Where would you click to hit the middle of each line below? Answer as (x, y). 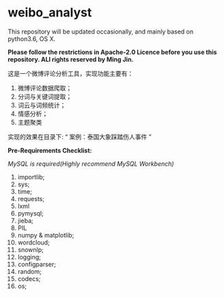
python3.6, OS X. (32, 38)
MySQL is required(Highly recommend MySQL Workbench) (91, 164)
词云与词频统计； (42, 105)
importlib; (31, 177)
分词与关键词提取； (45, 96)
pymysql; (30, 213)
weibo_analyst (50, 13)
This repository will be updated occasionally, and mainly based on (101, 31)
